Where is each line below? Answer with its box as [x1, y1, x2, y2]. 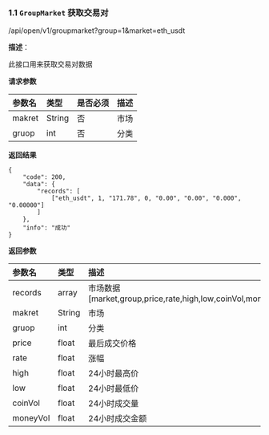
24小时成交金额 [87, 413, 147, 425]
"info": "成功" [22, 224, 71, 232]
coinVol [12, 397, 40, 409]
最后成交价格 [87, 338, 137, 349]
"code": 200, [22, 173, 66, 181]
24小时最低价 [87, 383, 139, 394]
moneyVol [12, 413, 50, 424]
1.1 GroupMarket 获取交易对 [8, 6, 109, 18]
